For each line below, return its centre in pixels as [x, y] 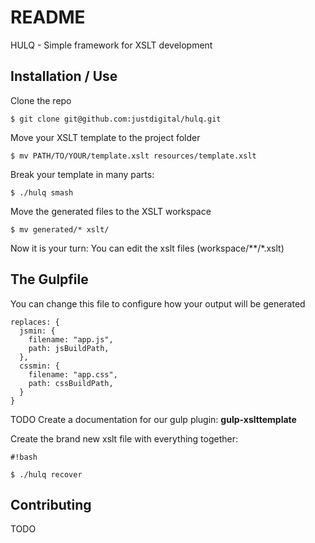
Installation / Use [64, 76]
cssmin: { [39, 366]
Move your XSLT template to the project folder [105, 137]
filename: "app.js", [71, 339]
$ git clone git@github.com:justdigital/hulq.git [116, 119]
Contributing [51, 504]
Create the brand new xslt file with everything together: [124, 438]
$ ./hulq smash [42, 192]
